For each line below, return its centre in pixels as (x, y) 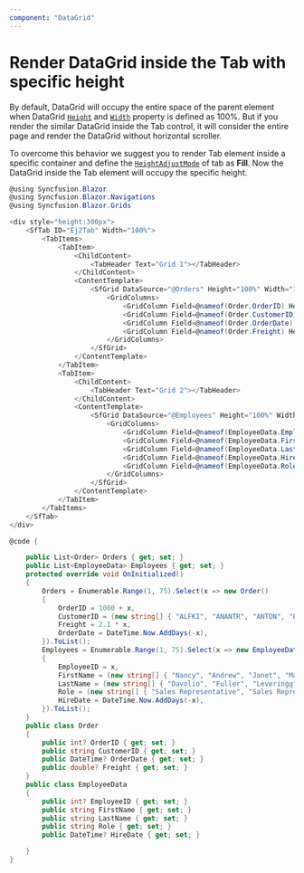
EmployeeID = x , (88, 667)
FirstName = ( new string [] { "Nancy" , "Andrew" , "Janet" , (169, 675)
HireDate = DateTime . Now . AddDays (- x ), (131, 701)
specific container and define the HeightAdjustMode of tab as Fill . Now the (147, 163)
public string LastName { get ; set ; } (115, 818)
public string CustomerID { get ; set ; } (119, 751)
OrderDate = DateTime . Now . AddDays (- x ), (133, 633)
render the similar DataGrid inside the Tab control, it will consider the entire (149, 126)
